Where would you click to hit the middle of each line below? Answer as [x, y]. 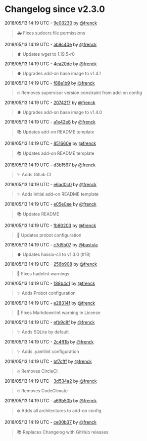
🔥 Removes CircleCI [37, 371]
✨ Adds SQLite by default [43, 331]
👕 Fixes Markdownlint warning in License [58, 313]
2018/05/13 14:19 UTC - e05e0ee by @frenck [51, 204]
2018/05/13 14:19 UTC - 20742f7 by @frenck [50, 103]
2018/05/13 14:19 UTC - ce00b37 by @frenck [51, 422]
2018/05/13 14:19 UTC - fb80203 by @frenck [50, 225]
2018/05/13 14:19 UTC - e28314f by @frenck [50, 303]
